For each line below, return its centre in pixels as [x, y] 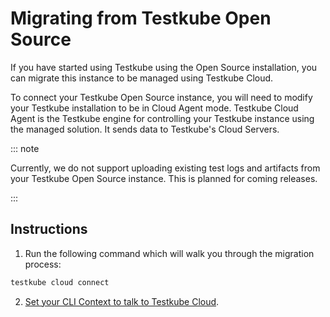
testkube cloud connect [60, 282]
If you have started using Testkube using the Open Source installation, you [164, 67]
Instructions [49, 229]
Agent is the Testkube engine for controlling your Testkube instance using [162, 118]
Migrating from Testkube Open [141, 18]
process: [43, 264]
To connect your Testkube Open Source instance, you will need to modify [161, 97]
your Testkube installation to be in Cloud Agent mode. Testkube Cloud [154, 108]
